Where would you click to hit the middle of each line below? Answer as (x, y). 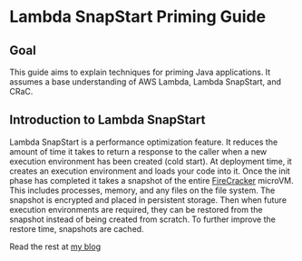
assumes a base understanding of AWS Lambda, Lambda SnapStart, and (146, 82)
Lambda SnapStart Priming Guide (137, 17)
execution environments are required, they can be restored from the (136, 209)
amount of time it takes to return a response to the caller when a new (138, 151)
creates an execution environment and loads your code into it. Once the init (150, 171)
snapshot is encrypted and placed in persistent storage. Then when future (148, 200)
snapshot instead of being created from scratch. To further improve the (143, 219)
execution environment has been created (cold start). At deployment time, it (151, 161)
